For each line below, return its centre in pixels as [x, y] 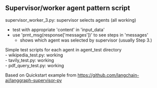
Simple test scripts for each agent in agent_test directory [64, 49]
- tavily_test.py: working [30, 60]
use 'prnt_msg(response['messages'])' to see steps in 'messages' [80, 35]
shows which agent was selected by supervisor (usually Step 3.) [86, 40]
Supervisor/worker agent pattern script [68, 8]
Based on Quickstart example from [41, 75]
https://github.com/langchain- [108, 75]
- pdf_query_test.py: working [35, 65]
